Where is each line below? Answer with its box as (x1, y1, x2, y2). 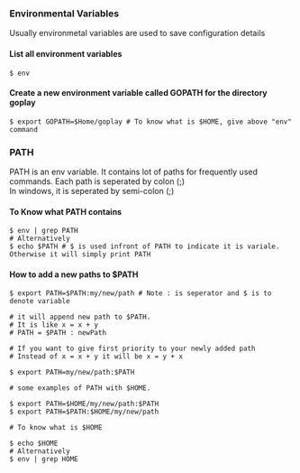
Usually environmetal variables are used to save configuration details (9, 28, 266, 39)
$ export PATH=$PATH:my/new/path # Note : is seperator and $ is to (9, 289, 272, 298)
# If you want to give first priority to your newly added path (9, 344, 256, 354)
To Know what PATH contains (9, 206, 123, 217)
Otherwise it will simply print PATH (9, 250, 151, 259)
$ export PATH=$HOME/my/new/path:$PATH (9, 400, 159, 409)
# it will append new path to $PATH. (9, 312, 151, 322)
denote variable (9, 297, 70, 306)
